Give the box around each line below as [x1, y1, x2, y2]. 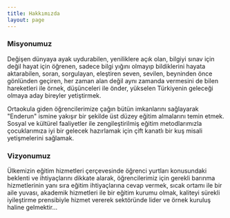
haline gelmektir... [7, 204, 58, 212]
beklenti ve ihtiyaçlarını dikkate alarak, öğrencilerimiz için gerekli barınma [7, 174, 215, 182]
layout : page [7, 17, 45, 23]
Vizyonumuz [7, 151, 51, 160]
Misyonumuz [7, 39, 52, 49]
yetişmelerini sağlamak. [7, 133, 75, 142]
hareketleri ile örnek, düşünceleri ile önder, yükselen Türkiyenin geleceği [7, 84, 213, 92]
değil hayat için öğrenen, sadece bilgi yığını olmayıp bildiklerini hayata [7, 62, 206, 70]
